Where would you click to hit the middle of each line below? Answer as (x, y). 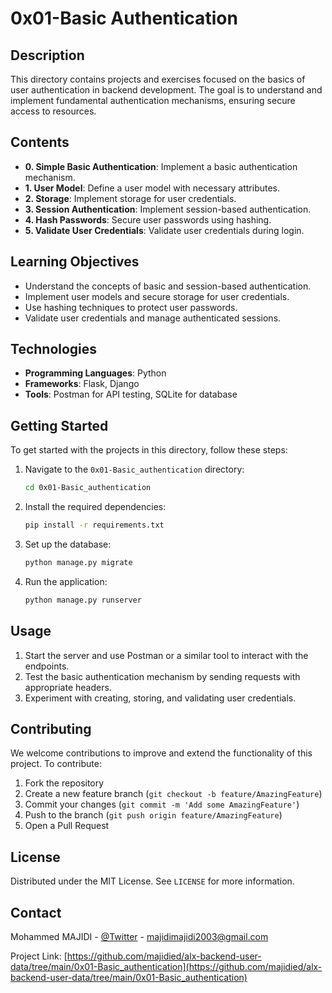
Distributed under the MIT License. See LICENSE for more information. (152, 881)
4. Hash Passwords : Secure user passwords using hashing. (148, 219)
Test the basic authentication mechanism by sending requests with (162, 676)
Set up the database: (68, 544)
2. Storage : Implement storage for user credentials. (130, 198)
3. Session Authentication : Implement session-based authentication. (168, 209)
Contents (40, 142)
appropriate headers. (68, 687)
